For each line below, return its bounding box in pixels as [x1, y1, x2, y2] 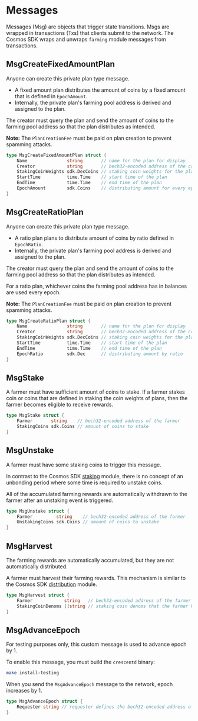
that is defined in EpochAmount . [14, 92, 88, 99]
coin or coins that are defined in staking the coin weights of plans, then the [6, 395, 188, 402]
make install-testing [6, 670, 60, 676]
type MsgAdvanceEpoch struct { [6, 699, 83, 704]
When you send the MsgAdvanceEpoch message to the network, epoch [6, 681, 173, 688]
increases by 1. [6, 687, 42, 694]
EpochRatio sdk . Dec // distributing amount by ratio [16, 350, 183, 357]
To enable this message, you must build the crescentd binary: [6, 658, 155, 666]
